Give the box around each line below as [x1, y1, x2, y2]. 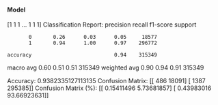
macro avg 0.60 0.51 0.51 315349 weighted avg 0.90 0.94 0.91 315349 [7, 63, 204, 72]
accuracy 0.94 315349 [7, 52, 157, 59]
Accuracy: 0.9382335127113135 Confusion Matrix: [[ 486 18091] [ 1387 [7, 77, 206, 85]
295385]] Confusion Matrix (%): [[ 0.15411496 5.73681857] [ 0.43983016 [7, 84, 212, 92]
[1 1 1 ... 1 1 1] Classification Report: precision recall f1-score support [7, 20, 197, 29]
